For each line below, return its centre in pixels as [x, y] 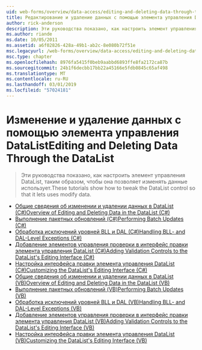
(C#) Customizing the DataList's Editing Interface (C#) [81, 270]
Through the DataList [60, 159]
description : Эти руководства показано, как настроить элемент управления [102, 29]
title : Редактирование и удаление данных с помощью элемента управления [99, 17]
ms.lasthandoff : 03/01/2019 [41, 85]
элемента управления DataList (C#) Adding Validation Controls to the [101, 251]
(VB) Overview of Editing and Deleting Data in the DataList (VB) [92, 283]
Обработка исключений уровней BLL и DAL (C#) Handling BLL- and [100, 231]
